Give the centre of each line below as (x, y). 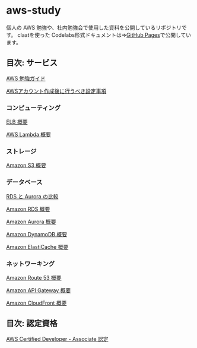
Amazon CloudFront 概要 (36, 303)
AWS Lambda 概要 (29, 135)
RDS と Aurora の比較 (32, 196)
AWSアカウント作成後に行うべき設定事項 (56, 91)
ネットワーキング (31, 264)
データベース (24, 182)
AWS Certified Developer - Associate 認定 (57, 338)
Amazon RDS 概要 (28, 209)
